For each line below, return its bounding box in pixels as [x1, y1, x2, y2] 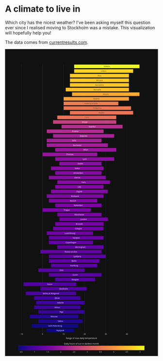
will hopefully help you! [5, 30, 51, 36]
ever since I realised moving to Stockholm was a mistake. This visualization [5, 24, 155, 30]
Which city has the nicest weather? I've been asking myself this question [5, 19, 151, 25]
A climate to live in [5, 3, 81, 15]
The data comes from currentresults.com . [5, 39, 89, 45]
